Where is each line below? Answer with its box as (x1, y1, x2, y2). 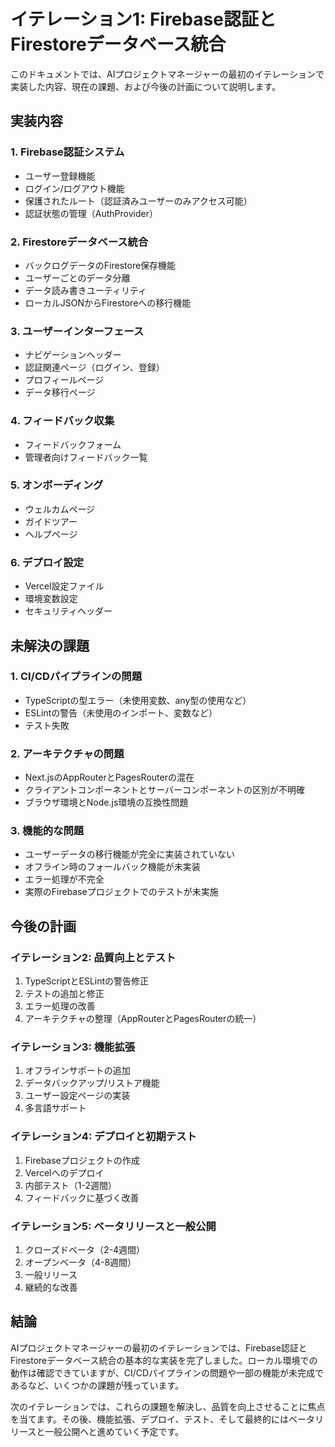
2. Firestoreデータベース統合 (10, 235, 149, 249)
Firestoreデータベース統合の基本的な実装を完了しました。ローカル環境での (10, 1354, 318, 1366)
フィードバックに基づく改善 (24, 1191, 140, 1204)
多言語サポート (24, 1102, 87, 1114)
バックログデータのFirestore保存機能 (24, 259, 177, 271)
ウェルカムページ (24, 503, 96, 515)
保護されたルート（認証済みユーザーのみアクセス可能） (24, 195, 253, 207)
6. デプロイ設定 (10, 555, 85, 569)
